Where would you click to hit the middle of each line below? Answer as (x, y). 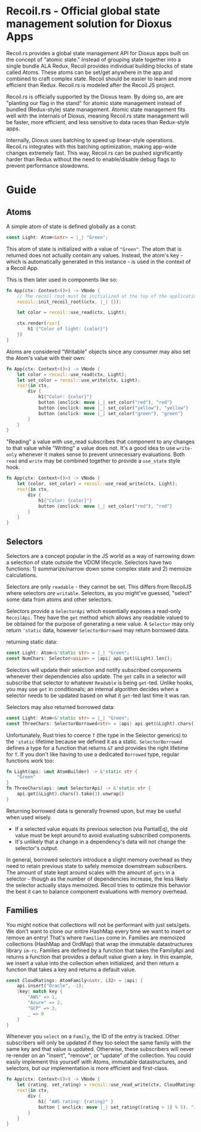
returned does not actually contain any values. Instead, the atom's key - (95, 255)
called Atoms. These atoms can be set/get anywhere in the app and (89, 72)
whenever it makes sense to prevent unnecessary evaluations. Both (102, 455)
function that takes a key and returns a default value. (71, 969)
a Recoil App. (22, 268)
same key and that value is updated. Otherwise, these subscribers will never (100, 1049)
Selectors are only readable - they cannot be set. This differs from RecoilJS (99, 587)
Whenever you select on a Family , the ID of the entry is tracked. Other (93, 1037)
